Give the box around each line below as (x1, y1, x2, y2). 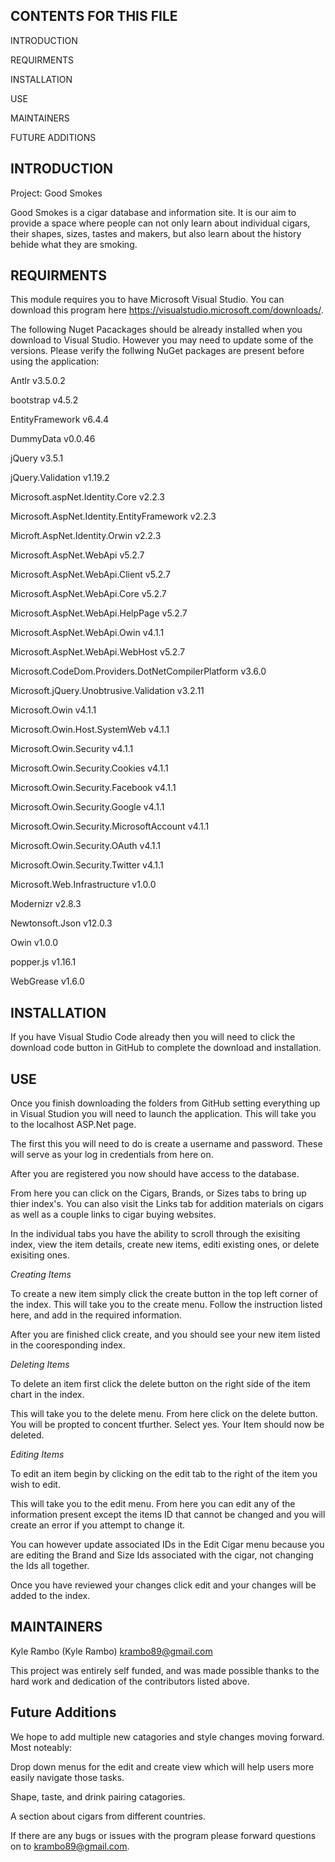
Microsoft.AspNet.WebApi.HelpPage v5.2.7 (10, 607, 188, 619)
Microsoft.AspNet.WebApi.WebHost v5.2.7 (10, 646, 186, 658)
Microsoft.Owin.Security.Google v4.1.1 (10, 801, 165, 813)
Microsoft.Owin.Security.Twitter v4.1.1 (10, 859, 164, 871)
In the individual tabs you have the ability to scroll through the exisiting (10, 1228, 301, 1240)
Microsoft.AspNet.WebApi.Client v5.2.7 (10, 569, 171, 581)
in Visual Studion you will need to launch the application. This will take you (10, 1108, 317, 1120)
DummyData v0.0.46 (10, 433, 96, 445)
